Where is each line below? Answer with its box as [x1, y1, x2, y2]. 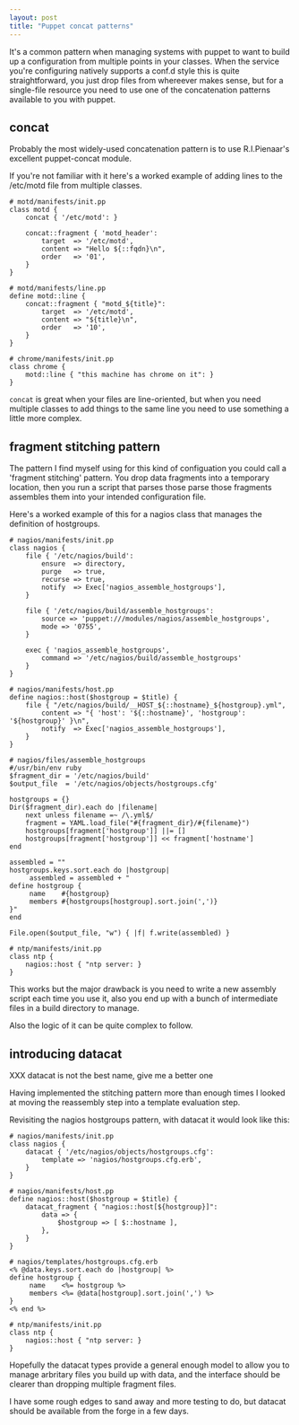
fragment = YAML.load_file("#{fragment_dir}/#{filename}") [25, 819, 251, 828]
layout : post [9, 13, 58, 22]
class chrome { [9, 363, 66, 372]
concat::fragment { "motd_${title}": [25, 300, 167, 309]
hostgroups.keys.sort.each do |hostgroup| [9, 866, 170, 875]
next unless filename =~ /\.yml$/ [25, 811, 154, 820]
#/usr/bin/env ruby [9, 764, 82, 773]
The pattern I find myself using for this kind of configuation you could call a [9, 463, 286, 474]
